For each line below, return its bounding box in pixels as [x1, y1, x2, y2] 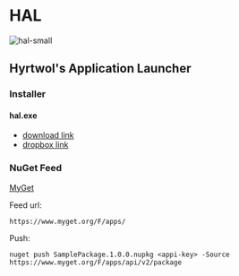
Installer [9, 88, 47, 100]
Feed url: [9, 199, 42, 211]
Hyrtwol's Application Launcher [9, 61, 192, 76]
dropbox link [21, 140, 69, 151]
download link [21, 130, 74, 141]
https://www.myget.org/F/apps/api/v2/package [9, 257, 182, 267]
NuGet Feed [9, 162, 63, 175]
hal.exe [9, 109, 38, 121]
